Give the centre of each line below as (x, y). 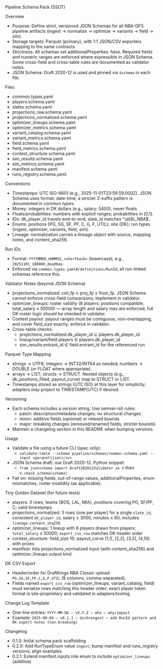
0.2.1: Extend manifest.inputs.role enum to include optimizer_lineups (81, 656)
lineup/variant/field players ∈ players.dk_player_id (70, 340)
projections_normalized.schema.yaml (49, 117)
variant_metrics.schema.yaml (42, 138)
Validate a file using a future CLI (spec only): (56, 448)
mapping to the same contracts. (44, 47)
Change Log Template (27, 603)
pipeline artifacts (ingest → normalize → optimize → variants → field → (83, 31)
